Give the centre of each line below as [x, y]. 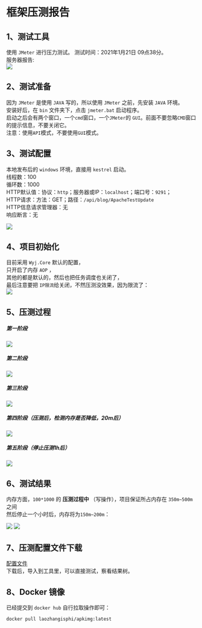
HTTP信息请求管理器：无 [37, 207]
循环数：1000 [23, 184]
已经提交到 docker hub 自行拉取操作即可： [58, 607]
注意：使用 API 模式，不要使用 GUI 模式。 [54, 132]
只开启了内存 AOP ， [30, 270]
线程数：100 [21, 176]
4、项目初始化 [33, 247]
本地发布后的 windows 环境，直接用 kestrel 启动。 [68, 169]
